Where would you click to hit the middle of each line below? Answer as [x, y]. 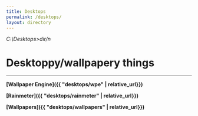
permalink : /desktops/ [34, 17]
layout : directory [29, 22]
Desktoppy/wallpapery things [80, 63]
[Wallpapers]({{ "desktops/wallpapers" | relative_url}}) [75, 107]
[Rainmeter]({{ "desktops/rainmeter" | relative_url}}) [72, 96]
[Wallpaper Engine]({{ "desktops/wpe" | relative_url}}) [75, 84]
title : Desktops [26, 11]
